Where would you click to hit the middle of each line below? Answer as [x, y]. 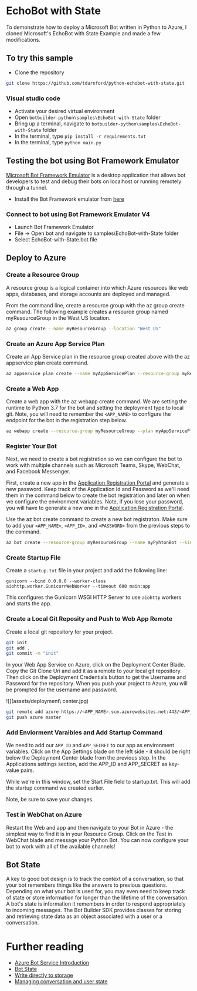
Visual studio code [33, 98]
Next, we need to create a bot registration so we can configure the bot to [94, 459]
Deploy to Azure [36, 258]
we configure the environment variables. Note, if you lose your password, [95, 502]
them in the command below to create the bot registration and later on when [98, 495]
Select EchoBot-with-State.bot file [56, 240]
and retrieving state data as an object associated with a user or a [84, 916]
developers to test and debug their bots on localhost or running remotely [94, 181]
